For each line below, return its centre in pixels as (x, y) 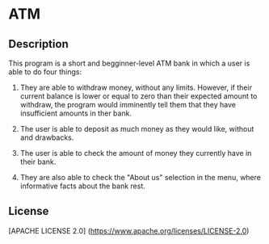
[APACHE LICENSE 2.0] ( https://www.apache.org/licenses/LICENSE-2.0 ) (129, 230)
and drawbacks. (47, 137)
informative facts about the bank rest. (82, 186)
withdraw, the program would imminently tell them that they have (128, 105)
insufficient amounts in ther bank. (76, 113)
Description (38, 44)
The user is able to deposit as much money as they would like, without (137, 129)
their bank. (38, 162)
